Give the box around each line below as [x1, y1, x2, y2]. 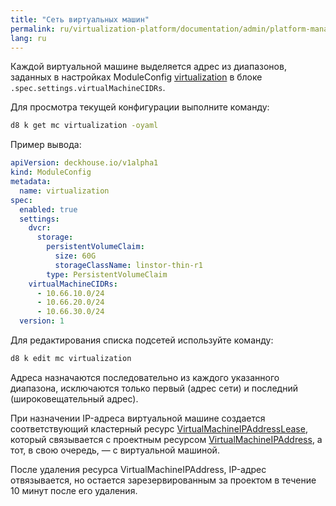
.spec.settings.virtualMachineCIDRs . [10, 82, 166, 94]
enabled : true [19, 204, 78, 215]
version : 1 [19, 316, 65, 326]
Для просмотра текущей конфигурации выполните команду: [10, 101, 270, 113]
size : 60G [54, 251, 97, 261]
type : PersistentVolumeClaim [46, 269, 168, 280]
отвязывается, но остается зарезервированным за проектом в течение [10, 474, 317, 486]
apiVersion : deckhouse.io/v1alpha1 [10, 158, 159, 168]
